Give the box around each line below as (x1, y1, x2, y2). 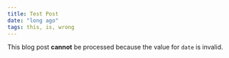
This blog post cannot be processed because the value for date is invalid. (7, 43, 223, 52)
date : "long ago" (7, 17, 59, 24)
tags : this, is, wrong (7, 23, 75, 30)
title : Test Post (7, 10, 59, 18)
